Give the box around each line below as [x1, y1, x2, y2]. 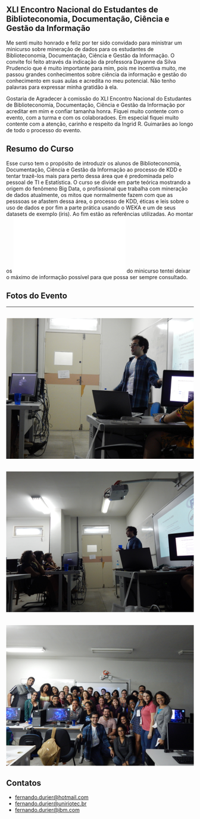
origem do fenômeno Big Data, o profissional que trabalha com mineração [6, 185, 188, 192]
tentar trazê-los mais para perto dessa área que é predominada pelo [6, 172, 174, 179]
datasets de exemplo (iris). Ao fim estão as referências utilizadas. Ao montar [6, 210, 193, 217]
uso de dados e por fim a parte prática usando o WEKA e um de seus [6, 204, 176, 211]
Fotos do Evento [6, 291, 67, 301]
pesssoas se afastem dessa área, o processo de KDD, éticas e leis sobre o [6, 198, 189, 205]
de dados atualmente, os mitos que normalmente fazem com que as [6, 191, 173, 198]
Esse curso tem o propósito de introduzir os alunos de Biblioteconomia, [6, 160, 182, 167]
